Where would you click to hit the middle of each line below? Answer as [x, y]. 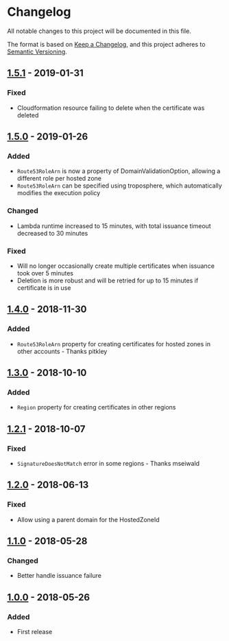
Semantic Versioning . [37, 52]
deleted [28, 115]
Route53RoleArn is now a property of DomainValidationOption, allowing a [119, 171]
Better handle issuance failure [59, 576]
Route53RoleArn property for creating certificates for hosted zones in [114, 344]
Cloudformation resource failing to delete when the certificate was [111, 108]
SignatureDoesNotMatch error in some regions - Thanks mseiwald [108, 463]
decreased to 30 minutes [52, 233]
